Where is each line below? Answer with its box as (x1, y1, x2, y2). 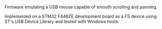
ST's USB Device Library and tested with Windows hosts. (4, 19, 120, 24)
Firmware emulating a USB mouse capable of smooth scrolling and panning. (4, 4, 158, 10)
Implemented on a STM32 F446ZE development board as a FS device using (4, 14, 157, 19)
